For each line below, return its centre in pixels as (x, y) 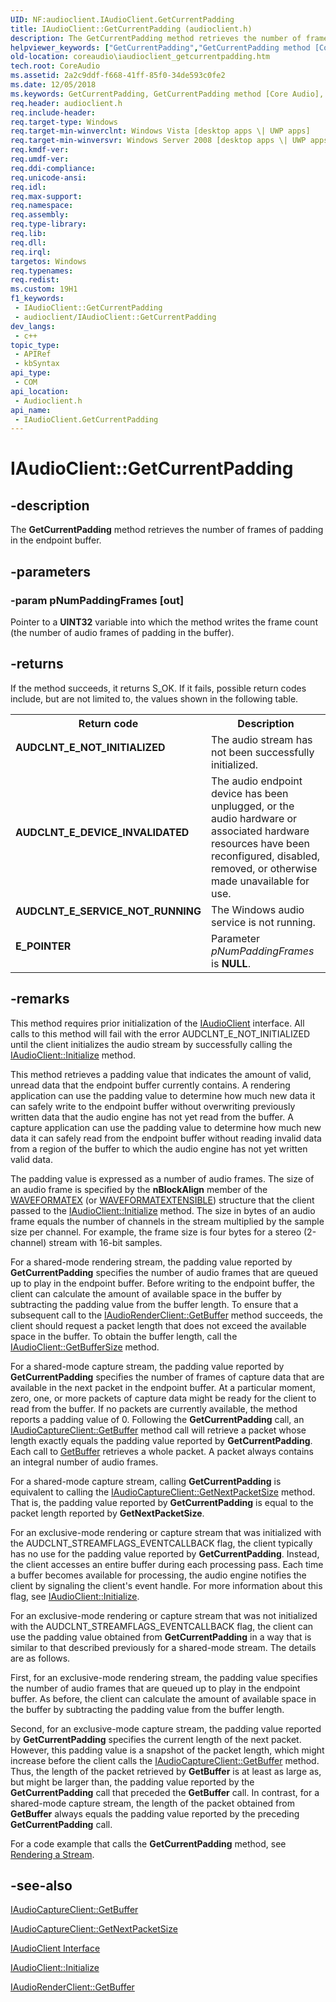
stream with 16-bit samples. (105, 1242)
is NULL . (231, 963)
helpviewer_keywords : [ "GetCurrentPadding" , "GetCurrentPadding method (160, 47)
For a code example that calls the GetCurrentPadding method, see (148, 1843)
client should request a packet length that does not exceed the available (158, 1325)
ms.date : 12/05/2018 (53, 85)
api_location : (40, 391)
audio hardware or (254, 818)
